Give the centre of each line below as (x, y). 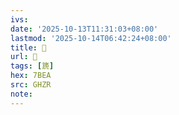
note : (21, 94)
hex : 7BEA (31, 76)
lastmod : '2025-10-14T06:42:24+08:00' (91, 38)
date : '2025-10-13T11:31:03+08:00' (84, 29)
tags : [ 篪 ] (32, 66)
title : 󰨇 (28, 47)
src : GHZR (31, 85)
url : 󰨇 (24, 57)
